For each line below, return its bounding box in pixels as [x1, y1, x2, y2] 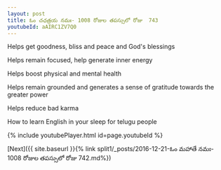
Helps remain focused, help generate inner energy [7, 56, 153, 64]
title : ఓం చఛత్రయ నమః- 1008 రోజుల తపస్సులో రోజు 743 [7, 17, 159, 24]
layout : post [7, 10, 46, 17]
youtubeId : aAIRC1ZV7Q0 [7, 23, 77, 30]
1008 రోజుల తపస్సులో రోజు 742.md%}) [7, 154, 112, 162]
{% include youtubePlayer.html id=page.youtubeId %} [7, 131, 163, 140]
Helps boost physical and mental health [7, 69, 121, 78]
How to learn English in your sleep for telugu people [7, 118, 158, 126]
